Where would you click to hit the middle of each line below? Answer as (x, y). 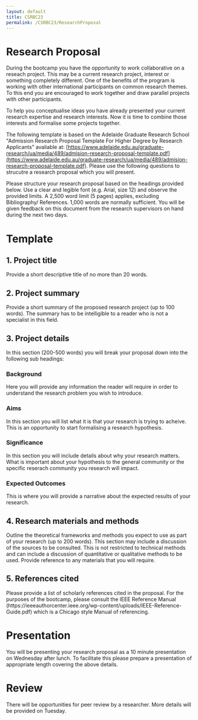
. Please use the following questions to (133, 166)
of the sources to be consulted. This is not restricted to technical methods (96, 547)
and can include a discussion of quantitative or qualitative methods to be (94, 554)
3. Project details (38, 338)
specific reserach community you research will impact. (73, 468)
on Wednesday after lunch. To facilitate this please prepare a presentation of (99, 658)
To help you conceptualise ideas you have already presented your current (96, 111)
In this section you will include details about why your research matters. (93, 455)
